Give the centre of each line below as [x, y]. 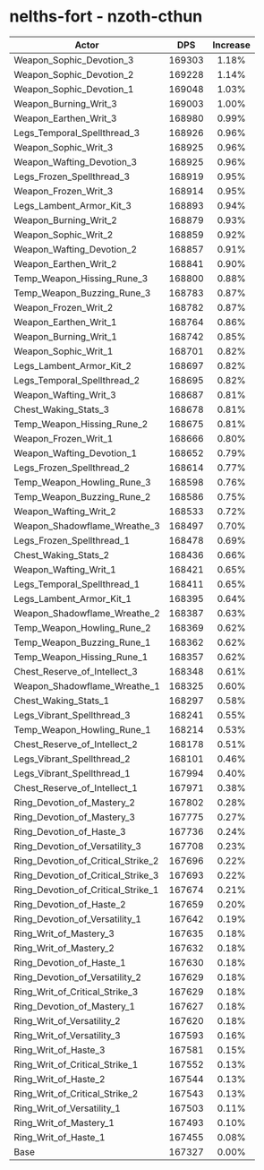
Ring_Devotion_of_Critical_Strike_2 [86, 860]
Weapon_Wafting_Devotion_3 [75, 161]
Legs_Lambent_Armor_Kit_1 [73, 598]
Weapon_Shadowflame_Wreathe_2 [87, 613]
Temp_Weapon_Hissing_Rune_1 [81, 657]
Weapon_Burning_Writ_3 [66, 103]
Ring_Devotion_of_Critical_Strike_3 [86, 875]
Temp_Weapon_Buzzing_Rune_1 [82, 642]
